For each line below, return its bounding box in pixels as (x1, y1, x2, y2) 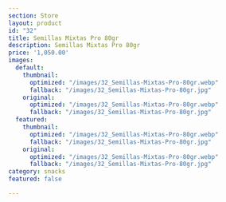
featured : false (8, 175, 62, 184)
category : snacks (8, 168, 66, 176)
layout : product (8, 19, 62, 27)
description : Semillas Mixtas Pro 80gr (8, 42, 141, 50)
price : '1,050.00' (8, 49, 69, 57)
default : (15, 64, 45, 72)
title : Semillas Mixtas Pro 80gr (8, 34, 119, 42)
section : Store (8, 11, 59, 20)
